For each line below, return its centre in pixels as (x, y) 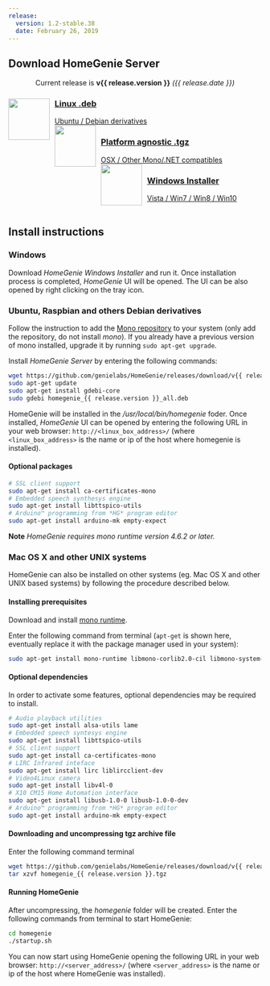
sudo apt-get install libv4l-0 (61, 786)
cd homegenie (30, 934)
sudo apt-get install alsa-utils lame (73, 726)
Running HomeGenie (43, 892)
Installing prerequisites (48, 601)
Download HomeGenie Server (84, 63)
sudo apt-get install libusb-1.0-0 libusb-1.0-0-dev (98, 801)
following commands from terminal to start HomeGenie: (100, 919)
